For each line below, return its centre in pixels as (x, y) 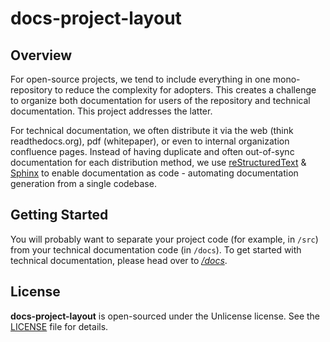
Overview (41, 55)
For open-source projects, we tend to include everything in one (140, 79)
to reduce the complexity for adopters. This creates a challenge (185, 90)
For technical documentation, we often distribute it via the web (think (152, 130)
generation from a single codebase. (83, 183)
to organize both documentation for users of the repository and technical (160, 100)
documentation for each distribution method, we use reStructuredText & (158, 162)
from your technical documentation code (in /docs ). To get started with (156, 249)
